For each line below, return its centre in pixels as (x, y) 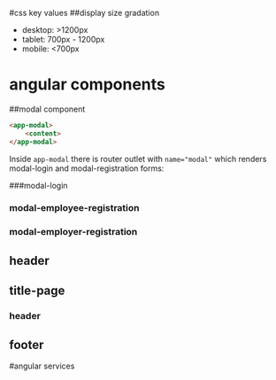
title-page (37, 291)
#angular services (42, 366)
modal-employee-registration (74, 208)
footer (27, 345)
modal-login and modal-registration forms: (87, 168)
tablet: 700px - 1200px (63, 39)
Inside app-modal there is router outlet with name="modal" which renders (138, 159)
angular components (87, 85)
